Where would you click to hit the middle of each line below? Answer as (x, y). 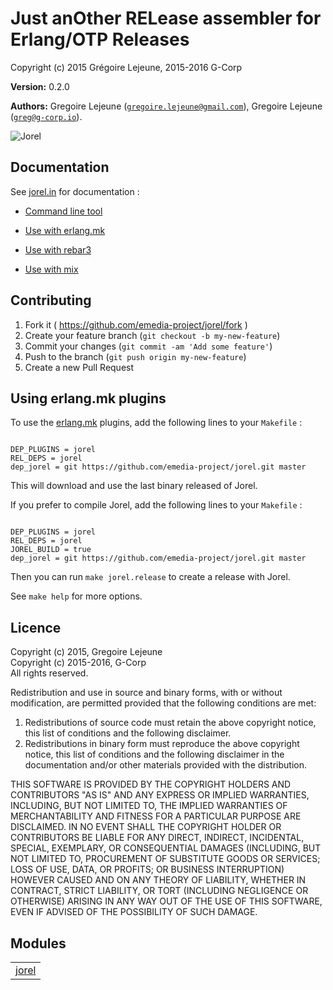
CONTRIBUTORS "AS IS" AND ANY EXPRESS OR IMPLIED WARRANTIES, (160, 795)
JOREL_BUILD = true (51, 550)
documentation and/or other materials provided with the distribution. (165, 765)
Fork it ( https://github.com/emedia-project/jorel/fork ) (136, 324)
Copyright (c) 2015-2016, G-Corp (78, 663)
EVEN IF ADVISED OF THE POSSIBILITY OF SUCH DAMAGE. (134, 912)
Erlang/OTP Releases (100, 39)
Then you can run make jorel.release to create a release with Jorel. (150, 577)
